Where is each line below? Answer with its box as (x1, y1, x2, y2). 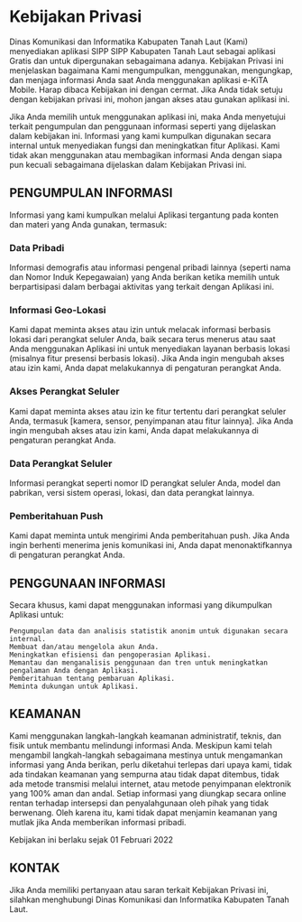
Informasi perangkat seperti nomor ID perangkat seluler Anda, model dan (9, 477, 281, 489)
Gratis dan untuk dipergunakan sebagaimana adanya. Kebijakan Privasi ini (9, 55, 284, 66)
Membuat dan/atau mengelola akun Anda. (9, 643, 160, 652)
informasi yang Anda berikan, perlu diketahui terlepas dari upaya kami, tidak (9, 759, 293, 769)
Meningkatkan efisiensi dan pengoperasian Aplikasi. (9, 650, 212, 660)
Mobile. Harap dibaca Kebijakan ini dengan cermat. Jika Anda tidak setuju (9, 84, 284, 95)
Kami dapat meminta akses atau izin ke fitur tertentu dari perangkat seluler (9, 405, 287, 416)
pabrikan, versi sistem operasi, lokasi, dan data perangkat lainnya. (9, 487, 255, 498)
